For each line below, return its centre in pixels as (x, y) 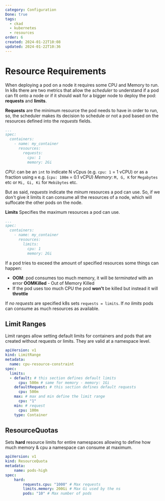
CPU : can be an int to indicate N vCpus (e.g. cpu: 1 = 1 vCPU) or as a (77, 172)
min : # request (30, 406)
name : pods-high (31, 470)
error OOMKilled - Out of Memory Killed (54, 283)
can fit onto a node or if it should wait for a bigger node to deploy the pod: (81, 95)
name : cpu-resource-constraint (42, 364)
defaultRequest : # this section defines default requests (75, 387)
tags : (11, 19)
